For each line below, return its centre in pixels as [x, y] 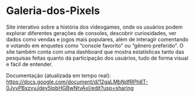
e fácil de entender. [29, 64]
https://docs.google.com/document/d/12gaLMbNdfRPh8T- [77, 82]
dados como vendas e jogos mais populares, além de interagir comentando [97, 39]
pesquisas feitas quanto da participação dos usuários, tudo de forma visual [97, 58]
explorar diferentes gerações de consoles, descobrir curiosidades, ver [91, 33]
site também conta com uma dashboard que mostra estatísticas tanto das [95, 51]
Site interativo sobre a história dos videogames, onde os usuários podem [95, 27]
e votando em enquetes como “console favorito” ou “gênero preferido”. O [95, 46]
